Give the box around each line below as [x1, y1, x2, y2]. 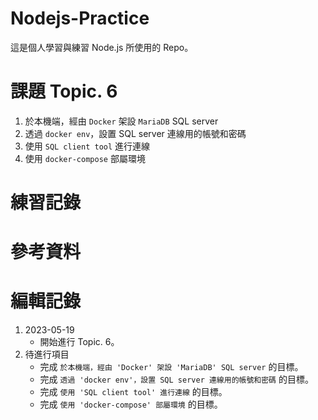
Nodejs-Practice [10, 7, 150, 30]
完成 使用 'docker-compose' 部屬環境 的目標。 [39, 398, 223, 411]
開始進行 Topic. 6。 [39, 336, 120, 348]
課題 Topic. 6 [10, 80, 118, 103]
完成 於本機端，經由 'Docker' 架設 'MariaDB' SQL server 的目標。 [39, 361, 304, 373]
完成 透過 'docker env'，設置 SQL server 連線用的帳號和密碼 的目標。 [39, 373, 314, 386]
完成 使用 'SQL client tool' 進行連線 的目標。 [39, 386, 228, 398]
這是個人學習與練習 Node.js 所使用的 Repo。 [10, 41, 194, 53]
